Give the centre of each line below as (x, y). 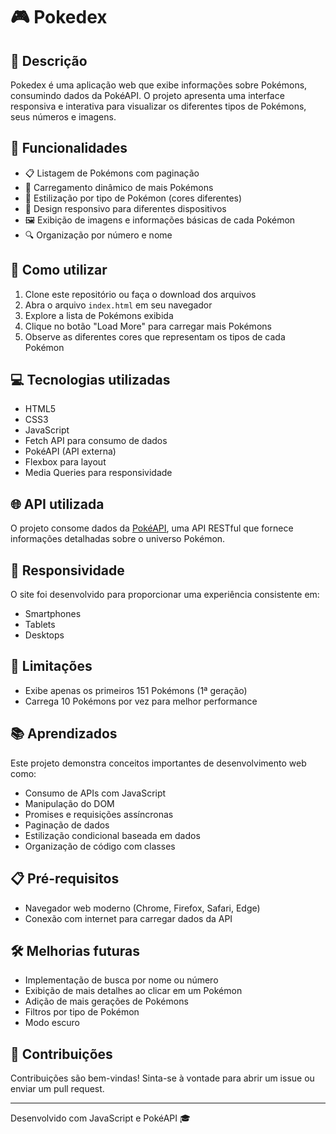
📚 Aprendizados (64, 734)
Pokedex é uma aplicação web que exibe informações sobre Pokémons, (159, 85)
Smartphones (53, 614)
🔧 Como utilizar (59, 270)
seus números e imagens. (63, 117)
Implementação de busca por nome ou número (121, 980)
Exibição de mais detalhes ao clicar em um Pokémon (133, 991)
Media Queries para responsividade (98, 473)
